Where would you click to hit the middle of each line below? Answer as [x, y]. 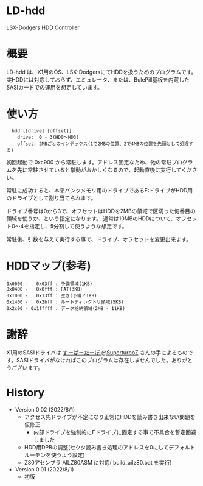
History [26, 393]
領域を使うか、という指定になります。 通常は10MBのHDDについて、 [91, 218]
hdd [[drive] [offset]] [42, 131]
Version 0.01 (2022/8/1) [44, 469]
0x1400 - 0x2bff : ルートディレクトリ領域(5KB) [65, 302]
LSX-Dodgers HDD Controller [43, 27]
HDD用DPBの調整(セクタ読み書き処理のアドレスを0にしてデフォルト [110, 447]
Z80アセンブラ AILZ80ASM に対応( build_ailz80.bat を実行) [98, 462]
